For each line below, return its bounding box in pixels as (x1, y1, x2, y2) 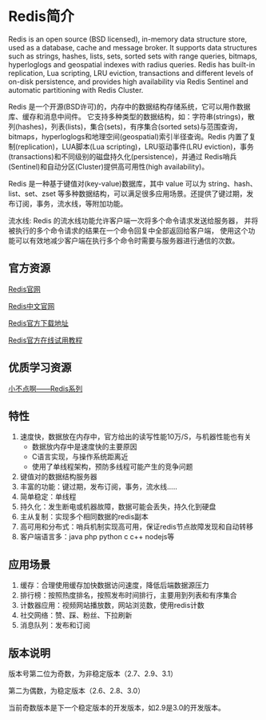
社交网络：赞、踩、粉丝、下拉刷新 (19, 610, 133, 620)
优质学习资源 (8, 361, 72, 374)
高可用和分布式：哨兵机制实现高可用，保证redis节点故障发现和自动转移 (19, 522, 254, 532)
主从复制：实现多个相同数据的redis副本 (19, 512, 149, 522)
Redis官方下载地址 (8, 318, 69, 328)
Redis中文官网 (8, 301, 55, 310)
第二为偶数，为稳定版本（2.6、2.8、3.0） (8, 686, 145, 695)
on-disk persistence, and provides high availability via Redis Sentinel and (8, 77, 248, 86)
